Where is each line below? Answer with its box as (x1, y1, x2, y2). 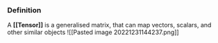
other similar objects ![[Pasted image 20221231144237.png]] (7, 28, 179, 36)
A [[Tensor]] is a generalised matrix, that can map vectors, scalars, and (7, 21, 212, 29)
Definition (7, 5, 42, 15)
